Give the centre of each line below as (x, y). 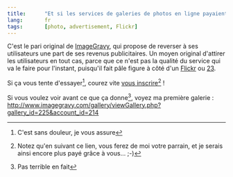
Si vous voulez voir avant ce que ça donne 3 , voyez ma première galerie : (111, 97)
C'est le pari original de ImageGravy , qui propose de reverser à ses (103, 47)
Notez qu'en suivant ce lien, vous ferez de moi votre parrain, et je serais (120, 146)
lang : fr (29, 20)
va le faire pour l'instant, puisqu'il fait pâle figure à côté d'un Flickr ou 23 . (112, 68)
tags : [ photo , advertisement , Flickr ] (72, 26)
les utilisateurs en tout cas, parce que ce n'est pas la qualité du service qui (114, 61)
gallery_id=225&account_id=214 (53, 112)
